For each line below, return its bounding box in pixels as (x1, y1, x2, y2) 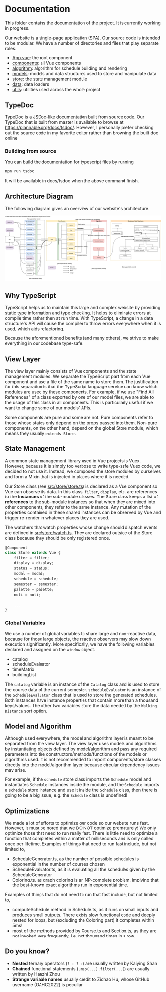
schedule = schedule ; (14, 576, 58, 582)
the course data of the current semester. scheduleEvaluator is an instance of (5, 687, 161, 693)
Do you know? (5, 947, 50, 956)
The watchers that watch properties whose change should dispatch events (5, 524, 158, 530)
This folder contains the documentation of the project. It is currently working (5, 20, 161, 26)
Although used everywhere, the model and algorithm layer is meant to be (5, 735, 154, 741)
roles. (5, 45, 17, 51)
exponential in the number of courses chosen (12, 861, 105, 867)
